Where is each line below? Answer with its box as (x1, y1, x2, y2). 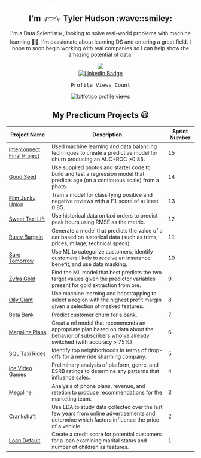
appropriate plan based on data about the (51, 325, 154, 332)
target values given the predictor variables (51, 275, 156, 282)
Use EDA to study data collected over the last (51, 403, 163, 410)
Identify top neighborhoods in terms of (51, 347, 147, 353)
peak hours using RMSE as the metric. (51, 218, 145, 226)
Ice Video (8, 364, 32, 371)
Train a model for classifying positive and (51, 191, 153, 198)
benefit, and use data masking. (51, 260, 127, 268)
